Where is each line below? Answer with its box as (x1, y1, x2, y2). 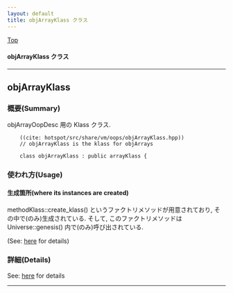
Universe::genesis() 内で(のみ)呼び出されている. (7, 223, 144, 231)
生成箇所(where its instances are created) (7, 188, 130, 196)
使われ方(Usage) (7, 170, 63, 180)
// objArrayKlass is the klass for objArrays (19, 140, 154, 148)
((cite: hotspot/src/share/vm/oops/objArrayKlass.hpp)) (19, 135, 185, 142)
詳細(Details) (7, 255, 51, 265)
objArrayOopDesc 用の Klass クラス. (7, 121, 111, 129)
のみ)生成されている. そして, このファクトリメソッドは (27, 214, 182, 222)
